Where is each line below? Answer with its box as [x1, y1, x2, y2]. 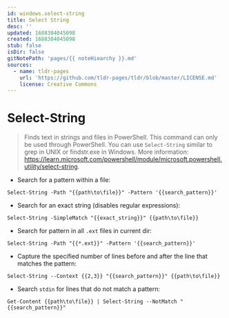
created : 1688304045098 [7, 36, 76, 43]
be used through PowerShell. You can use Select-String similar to [23, 141, 212, 149]
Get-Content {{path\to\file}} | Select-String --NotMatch [7, 298, 177, 306]
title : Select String [7, 17, 70, 23]
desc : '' [7, 23, 32, 30]
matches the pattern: [17, 259, 77, 268]
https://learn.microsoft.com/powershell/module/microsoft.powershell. [23, 155, 222, 163]
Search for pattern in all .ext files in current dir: [17, 227, 152, 235]
